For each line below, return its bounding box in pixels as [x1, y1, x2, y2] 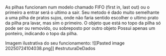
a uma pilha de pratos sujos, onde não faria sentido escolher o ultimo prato [5, 15, 159, 20]
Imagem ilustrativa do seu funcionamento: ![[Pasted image [5, 40, 125, 46]
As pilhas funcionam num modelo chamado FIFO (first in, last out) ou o [5, 4, 150, 10]
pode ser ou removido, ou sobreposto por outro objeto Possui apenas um [5, 25, 156, 31]
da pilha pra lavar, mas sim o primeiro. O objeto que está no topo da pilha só [5, 20, 161, 26]
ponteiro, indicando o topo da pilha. [5, 31, 78, 36]
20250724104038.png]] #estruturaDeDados [5, 46, 95, 51]
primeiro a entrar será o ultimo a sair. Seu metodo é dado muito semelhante [5, 9, 160, 15]
